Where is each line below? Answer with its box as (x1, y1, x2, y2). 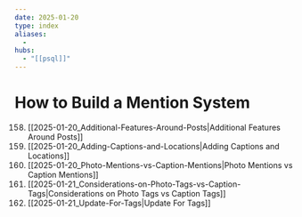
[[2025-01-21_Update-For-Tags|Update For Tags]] (27, 197, 211, 208)
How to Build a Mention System (14, 92, 250, 113)
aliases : (14, 29, 47, 38)
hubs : (14, 46, 35, 55)
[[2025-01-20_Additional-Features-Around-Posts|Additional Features (27, 122, 282, 133)
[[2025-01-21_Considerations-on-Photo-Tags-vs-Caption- (27, 179, 241, 189)
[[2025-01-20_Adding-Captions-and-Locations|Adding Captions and (27, 141, 280, 151)
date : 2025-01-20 (14, 12, 79, 22)
